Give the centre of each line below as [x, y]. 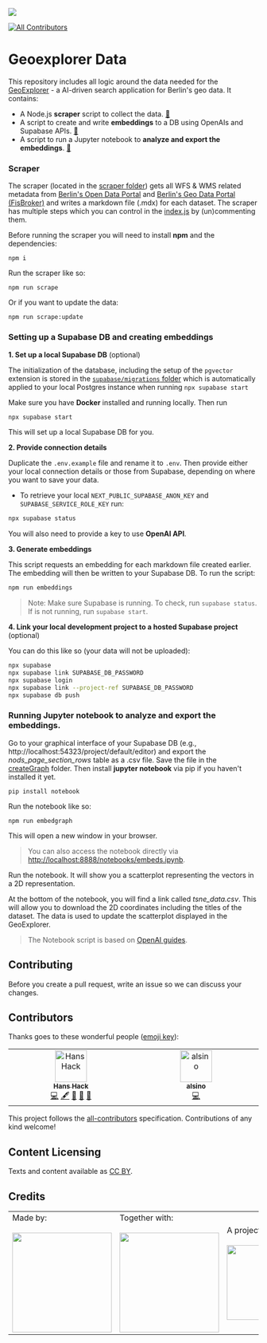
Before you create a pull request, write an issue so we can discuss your [125, 984]
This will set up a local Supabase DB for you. [81, 432]
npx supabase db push [44, 695]
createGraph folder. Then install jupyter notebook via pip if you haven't [125, 768]
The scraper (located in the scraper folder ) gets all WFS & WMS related [125, 186]
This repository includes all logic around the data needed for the [113, 81]
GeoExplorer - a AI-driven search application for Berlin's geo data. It [120, 90]
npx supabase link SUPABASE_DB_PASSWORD [76, 673]
